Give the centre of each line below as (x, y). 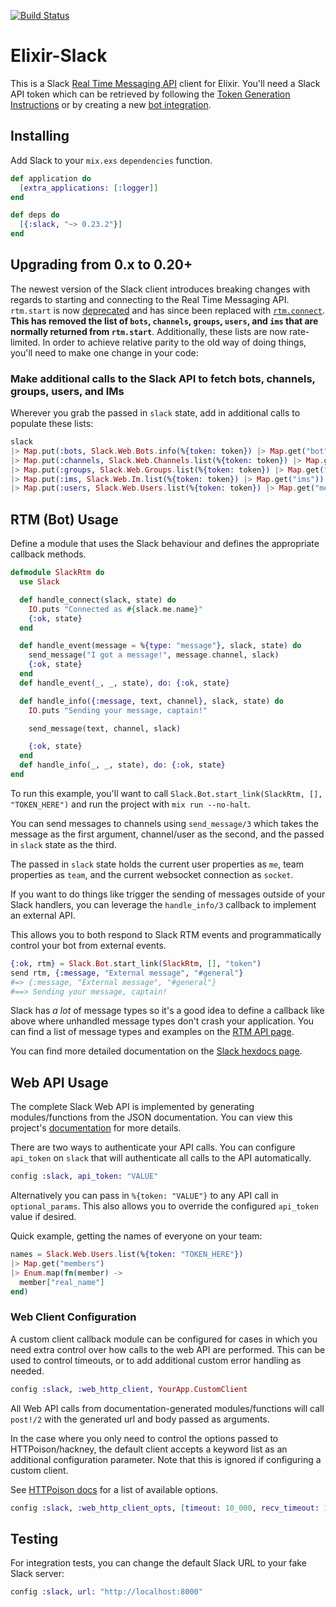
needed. (27, 1371)
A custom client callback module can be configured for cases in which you (164, 1339)
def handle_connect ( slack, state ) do (98, 600)
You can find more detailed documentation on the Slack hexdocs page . (156, 1051)
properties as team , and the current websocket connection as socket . (152, 874)
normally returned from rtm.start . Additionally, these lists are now (149, 331)
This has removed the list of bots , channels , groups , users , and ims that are (164, 321)
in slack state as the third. (63, 844)
